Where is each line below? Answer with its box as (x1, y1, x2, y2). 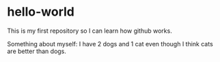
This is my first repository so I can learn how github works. (7, 27, 172, 35)
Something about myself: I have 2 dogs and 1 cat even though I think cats (7, 40, 213, 48)
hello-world (7, 4, 75, 20)
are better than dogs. (7, 47, 67, 55)
